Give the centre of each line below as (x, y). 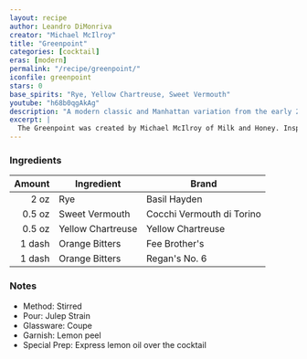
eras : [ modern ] (38, 60)
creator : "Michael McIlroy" (63, 35)
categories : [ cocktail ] (55, 52)
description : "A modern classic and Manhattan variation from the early (151, 111)
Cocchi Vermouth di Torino (204, 214)
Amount (32, 184)
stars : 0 (26, 86)
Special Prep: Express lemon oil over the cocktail (115, 344)
